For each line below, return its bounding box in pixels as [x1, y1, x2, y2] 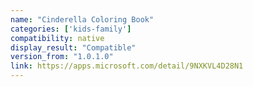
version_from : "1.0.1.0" [10, 52, 114, 62]
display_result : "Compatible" [10, 42, 137, 53]
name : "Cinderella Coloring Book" [10, 14, 155, 25]
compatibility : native [10, 33, 105, 43]
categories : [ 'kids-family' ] [10, 24, 132, 34]
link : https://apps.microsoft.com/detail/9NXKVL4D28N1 [10, 61, 244, 71]
